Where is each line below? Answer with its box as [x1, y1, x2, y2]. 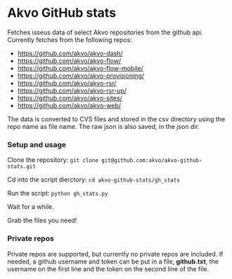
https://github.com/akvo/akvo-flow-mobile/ [17, 64, 144, 72]
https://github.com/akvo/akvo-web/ [17, 101, 122, 109]
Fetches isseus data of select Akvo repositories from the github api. [7, 28, 203, 36]
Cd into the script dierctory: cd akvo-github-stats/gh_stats [7, 175, 181, 184]
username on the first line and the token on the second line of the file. [7, 264, 210, 273]
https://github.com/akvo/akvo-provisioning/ [17, 72, 145, 80]
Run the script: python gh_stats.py [7, 189, 108, 198]
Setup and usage [7, 139, 67, 149]
